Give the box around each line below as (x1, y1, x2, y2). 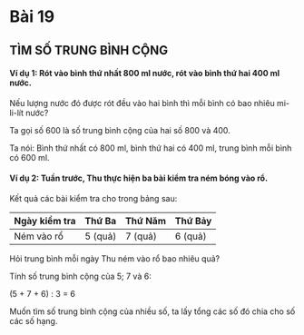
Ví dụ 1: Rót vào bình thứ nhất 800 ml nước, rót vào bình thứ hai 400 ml (9, 68, 279, 79)
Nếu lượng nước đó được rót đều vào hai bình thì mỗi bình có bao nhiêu (9, 97, 275, 108)
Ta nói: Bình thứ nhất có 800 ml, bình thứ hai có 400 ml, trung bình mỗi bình (9, 143, 292, 153)
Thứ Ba (84, 214, 117, 227)
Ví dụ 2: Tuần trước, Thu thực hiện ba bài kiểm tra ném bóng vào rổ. (9, 172, 269, 183)
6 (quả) (174, 230, 207, 242)
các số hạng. (9, 315, 58, 326)
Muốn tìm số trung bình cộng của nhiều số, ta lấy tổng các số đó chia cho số (9, 306, 296, 317)
